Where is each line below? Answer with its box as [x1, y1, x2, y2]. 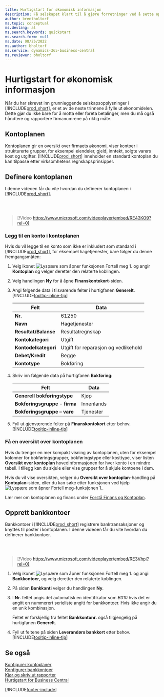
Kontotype [14, 360, 40, 367]
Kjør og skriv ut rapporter [5, 672, 56, 678]
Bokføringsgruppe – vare [14, 409, 74, 415]
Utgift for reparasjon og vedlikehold [61, 344, 142, 351]
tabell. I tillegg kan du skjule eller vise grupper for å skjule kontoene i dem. [5, 465, 155, 471]
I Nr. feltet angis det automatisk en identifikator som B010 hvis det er [12, 595, 150, 601]
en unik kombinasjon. [12, 605, 55, 611]
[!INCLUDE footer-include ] [5, 687, 57, 693]
